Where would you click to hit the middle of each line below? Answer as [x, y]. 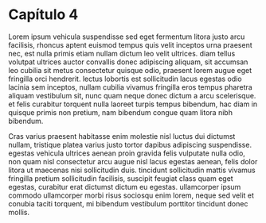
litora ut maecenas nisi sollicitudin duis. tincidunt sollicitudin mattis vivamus [132, 170]
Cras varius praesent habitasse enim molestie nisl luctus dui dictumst [122, 136]
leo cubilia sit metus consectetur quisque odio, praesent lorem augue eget [130, 70]
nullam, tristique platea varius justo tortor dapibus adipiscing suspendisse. [130, 144]
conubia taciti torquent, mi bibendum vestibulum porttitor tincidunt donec [128, 203]
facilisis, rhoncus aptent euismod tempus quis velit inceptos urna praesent [130, 44]
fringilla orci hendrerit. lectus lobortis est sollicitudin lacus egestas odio [125, 79]
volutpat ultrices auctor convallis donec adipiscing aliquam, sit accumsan [128, 62]
